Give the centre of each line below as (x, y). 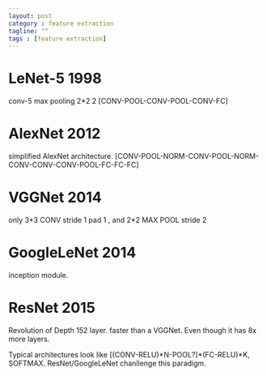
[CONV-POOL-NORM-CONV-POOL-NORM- (187, 156)
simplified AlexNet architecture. (61, 156)
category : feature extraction (61, 23)
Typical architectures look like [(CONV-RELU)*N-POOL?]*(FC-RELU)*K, (129, 354)
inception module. (38, 275)
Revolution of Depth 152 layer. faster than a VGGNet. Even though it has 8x (133, 330)
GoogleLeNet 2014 (72, 253)
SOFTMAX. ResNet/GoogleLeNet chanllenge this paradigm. (107, 363)
